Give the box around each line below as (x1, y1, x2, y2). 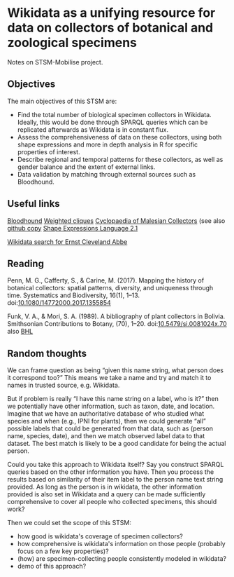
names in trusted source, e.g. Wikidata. (7, 381, 120, 390)
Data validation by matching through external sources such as (17, 170, 196, 178)
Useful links (7, 198, 61, 210)
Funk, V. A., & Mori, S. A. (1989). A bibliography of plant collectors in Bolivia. (7, 312, 226, 320)
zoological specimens (7, 35, 138, 50)
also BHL (7, 327, 34, 336)
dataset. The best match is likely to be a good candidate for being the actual (7, 440, 226, 448)
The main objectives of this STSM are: (7, 97, 117, 105)
